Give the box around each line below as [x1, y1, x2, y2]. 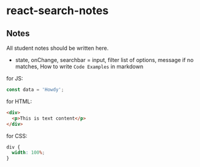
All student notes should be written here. [6, 44, 109, 52]
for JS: [6, 75, 23, 82]
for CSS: [6, 132, 28, 139]
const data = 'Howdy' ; [6, 87, 64, 93]
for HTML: [6, 98, 32, 105]
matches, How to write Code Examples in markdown [15, 63, 144, 70]
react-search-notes [6, 4, 109, 18]
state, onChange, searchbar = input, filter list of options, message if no [15, 56, 194, 63]
